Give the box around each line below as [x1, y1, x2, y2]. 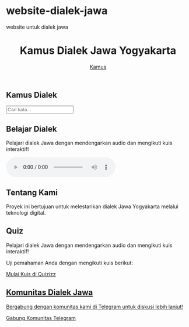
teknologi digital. [6, 209, 46, 216]
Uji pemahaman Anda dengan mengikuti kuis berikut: [6, 259, 133, 266]
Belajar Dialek [6, 124, 57, 134]
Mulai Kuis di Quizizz [6, 270, 57, 277]
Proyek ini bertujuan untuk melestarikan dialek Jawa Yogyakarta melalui [6, 203, 179, 210]
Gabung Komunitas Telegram [6, 314, 76, 321]
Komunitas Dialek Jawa [6, 288, 93, 298]
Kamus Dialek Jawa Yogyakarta [19, 44, 177, 57]
